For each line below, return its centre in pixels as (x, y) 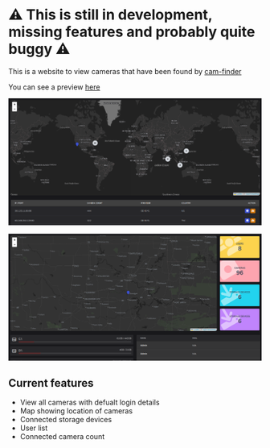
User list (34, 428)
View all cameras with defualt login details (90, 402)
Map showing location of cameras (76, 411)
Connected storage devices (66, 420)
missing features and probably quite (132, 32)
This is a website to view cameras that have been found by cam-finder (125, 71)
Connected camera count (62, 437)
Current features (51, 383)
